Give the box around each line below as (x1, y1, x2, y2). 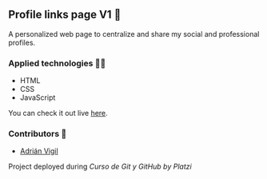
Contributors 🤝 (8, 129, 67, 140)
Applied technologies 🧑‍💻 (8, 58, 106, 69)
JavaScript (19, 93, 56, 102)
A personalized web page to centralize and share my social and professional (8, 29, 260, 38)
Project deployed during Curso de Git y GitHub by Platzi (8, 161, 192, 172)
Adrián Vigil (19, 146, 58, 156)
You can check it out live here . (8, 109, 108, 118)
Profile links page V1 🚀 (8, 8, 122, 22)
